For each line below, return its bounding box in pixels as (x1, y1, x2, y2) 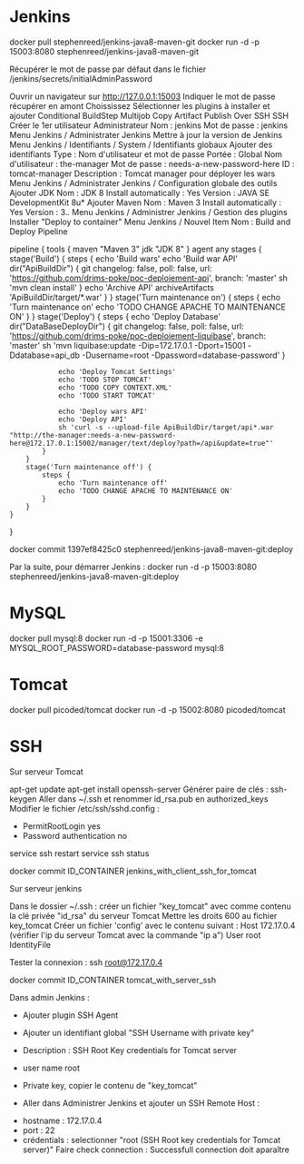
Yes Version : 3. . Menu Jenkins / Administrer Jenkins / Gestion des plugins (9, 206, 288, 217)
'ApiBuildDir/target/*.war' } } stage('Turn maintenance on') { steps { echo (9, 291, 281, 302)
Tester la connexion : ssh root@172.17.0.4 (9, 956, 163, 968)
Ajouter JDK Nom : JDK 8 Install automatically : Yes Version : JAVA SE (9, 187, 270, 198)
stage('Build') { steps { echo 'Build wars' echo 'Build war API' (9, 252, 239, 264)
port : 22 (22, 1124, 55, 1136)
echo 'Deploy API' (57, 415, 128, 424)
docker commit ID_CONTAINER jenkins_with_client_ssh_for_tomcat (9, 865, 257, 876)
